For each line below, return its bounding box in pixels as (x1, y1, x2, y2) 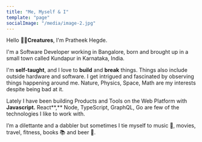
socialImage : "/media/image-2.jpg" (6, 20, 96, 26)
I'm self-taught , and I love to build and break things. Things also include (6, 66, 187, 74)
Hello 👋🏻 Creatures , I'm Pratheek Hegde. (6, 37, 108, 44)
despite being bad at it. (6, 86, 64, 93)
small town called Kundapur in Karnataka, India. (6, 55, 125, 62)
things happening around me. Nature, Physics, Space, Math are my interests (6, 79, 197, 86)
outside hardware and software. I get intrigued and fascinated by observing (6, 73, 195, 80)
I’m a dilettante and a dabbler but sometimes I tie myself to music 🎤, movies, (6, 122, 196, 129)
